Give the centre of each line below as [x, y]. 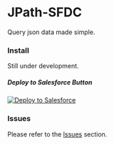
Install [19, 50]
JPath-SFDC [45, 12]
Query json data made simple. [51, 32]
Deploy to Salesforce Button [50, 82]
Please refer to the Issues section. [57, 134]
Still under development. [43, 66]
